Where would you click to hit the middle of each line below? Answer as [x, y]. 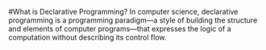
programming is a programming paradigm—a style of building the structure [133, 20]
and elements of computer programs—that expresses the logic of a [120, 29]
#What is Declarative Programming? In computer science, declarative [123, 12]
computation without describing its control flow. [87, 37]
